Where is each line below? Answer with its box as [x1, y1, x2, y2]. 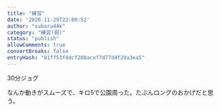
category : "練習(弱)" [7, 29, 66, 36]
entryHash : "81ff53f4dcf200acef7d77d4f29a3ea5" [7, 54, 146, 61]
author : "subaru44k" [7, 22, 66, 29]
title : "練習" [7, 10, 46, 17]
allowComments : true [7, 42, 66, 48]
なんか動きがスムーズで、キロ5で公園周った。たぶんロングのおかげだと [7, 88, 208, 96]
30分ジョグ [7, 74, 39, 82]
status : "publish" [7, 35, 59, 42]
